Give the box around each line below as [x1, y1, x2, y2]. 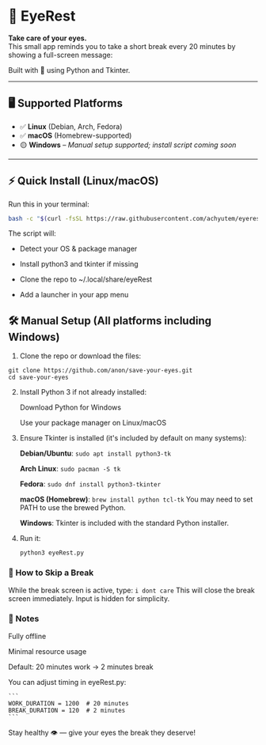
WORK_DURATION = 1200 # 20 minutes [8, 699, 129, 707]
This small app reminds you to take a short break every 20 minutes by [8, 41, 236, 51]
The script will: [8, 229, 57, 238]
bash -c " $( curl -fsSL [8, 214, 83, 222]
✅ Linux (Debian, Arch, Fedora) [19, 122, 123, 131]
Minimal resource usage [8, 646, 87, 656]
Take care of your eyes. [8, 33, 87, 43]
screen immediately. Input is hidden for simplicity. [8, 593, 170, 603]
